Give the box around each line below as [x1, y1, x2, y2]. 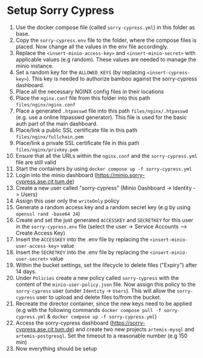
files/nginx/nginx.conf [15, 102, 76, 108]
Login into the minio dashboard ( [15, 171, 97, 178]
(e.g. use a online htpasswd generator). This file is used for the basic [15, 113, 187, 121]
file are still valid [15, 158, 56, 166]
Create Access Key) [15, 229, 66, 236]
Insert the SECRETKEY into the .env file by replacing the [15, 249, 149, 256]
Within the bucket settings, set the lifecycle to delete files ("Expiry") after [15, 261, 198, 268]
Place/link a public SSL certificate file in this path [15, 126, 138, 134]
